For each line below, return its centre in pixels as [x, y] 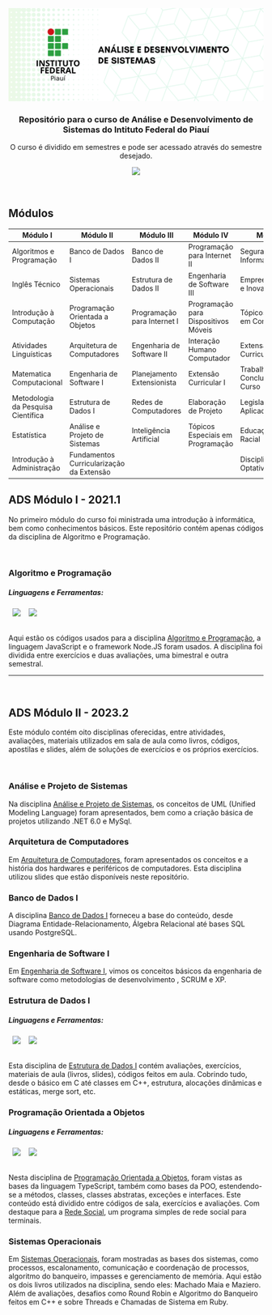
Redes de [147, 402]
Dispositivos [208, 321]
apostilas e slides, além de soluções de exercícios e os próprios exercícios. [134, 750]
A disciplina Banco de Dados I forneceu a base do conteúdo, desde [121, 916]
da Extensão [90, 472]
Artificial [145, 439]
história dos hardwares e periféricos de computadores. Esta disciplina [125, 868]
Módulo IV [211, 236]
